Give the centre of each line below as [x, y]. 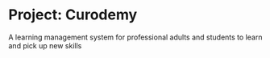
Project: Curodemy [73, 15]
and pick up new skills [45, 45]
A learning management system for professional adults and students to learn [135, 37]
